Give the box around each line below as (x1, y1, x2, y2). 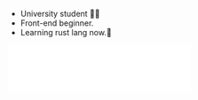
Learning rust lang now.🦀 (20, 27, 112, 37)
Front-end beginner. (20, 18, 94, 28)
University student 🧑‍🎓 (20, 9, 100, 19)
